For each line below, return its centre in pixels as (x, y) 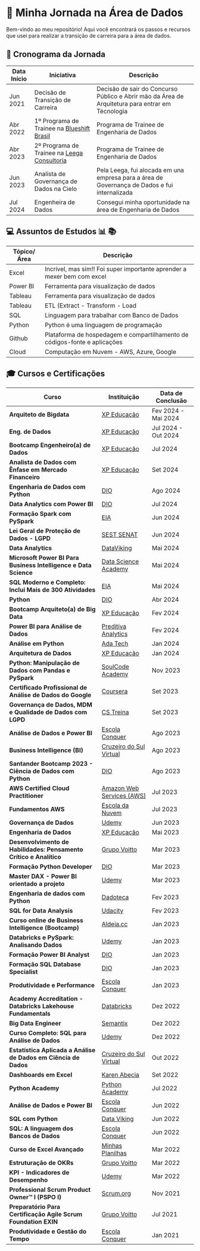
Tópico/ (24, 251)
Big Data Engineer (35, 1024)
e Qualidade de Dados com (48, 712)
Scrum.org (116, 1194)
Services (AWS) (124, 796)
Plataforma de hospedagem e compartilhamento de (116, 334)
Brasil (42, 135)
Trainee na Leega (59, 153)
